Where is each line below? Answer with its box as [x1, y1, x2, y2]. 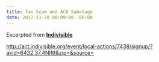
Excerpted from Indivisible [6, 31, 73, 38]
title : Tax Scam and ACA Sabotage [6, 8, 93, 15]
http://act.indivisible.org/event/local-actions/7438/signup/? [6, 43, 153, 50]
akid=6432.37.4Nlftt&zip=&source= [6, 49, 95, 56]
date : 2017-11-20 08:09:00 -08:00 [6, 14, 93, 20]
